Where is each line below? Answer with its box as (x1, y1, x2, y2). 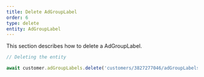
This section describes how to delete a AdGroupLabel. (6, 42, 143, 50)
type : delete (6, 20, 39, 26)
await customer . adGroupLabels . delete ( (6, 65, 104, 72)
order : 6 (6, 15, 29, 21)
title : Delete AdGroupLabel (6, 8, 78, 15)
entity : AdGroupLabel (6, 25, 61, 32)
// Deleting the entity (6, 54, 67, 61)
